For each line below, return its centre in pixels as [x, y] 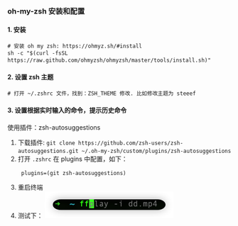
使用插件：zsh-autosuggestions [54, 127]
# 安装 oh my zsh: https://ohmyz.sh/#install [75, 46]
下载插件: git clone [47, 142]
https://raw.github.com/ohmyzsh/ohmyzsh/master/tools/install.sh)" [109, 61]
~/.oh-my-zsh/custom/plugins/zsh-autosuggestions [156, 151]
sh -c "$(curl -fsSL [38, 53]
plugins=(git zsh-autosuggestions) [74, 173]
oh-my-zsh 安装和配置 [46, 11]
